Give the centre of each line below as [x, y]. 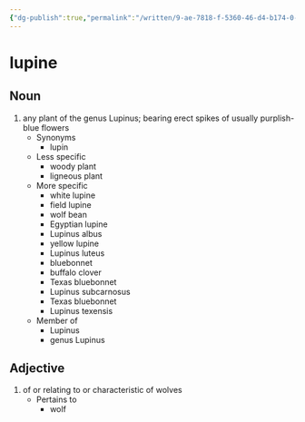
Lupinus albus [76, 233]
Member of [57, 320]
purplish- [277, 118]
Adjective [37, 368]
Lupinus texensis [81, 310]
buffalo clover [75, 272]
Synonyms [56, 137]
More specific [62, 185]
